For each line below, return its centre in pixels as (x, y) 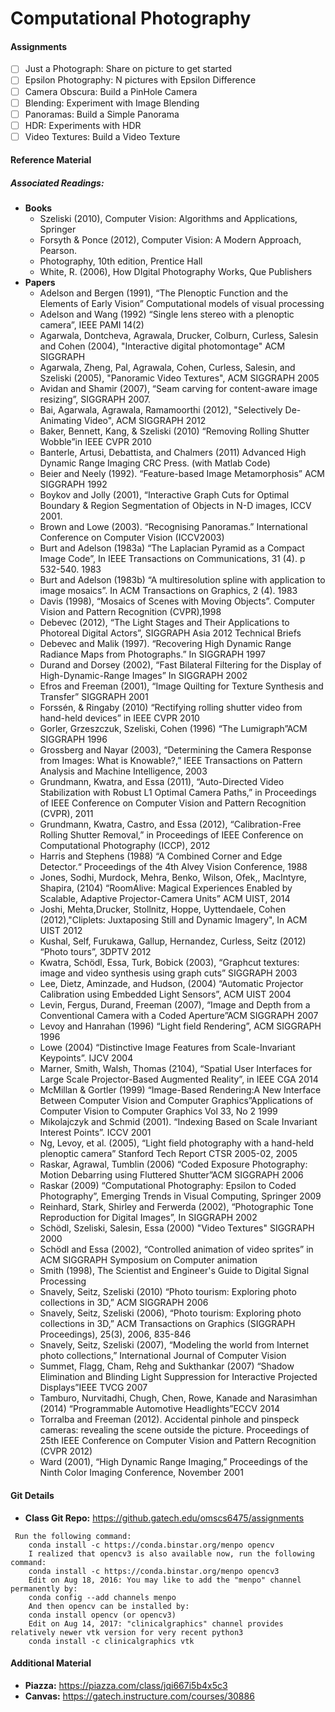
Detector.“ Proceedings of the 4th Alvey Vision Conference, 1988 (173, 867)
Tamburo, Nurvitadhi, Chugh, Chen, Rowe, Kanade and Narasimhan (178, 1398)
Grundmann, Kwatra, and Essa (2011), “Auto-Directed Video (162, 782)
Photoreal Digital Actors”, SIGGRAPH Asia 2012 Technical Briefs (170, 633)
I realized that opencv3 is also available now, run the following (171, 1553)
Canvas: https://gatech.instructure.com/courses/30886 (139, 1696)
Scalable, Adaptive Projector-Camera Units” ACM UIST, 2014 (165, 899)
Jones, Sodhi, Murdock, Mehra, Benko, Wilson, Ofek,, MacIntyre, (173, 878)
